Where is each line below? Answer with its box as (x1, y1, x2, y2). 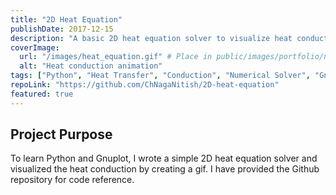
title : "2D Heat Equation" (10, 14, 123, 25)
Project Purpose (10, 126, 113, 143)
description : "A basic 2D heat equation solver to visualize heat (10, 33, 293, 43)
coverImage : (10, 42, 60, 53)
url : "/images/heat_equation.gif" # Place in (19, 52, 213, 62)
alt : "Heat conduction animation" (19, 61, 163, 71)
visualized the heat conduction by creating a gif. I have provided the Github (10, 163, 320, 175)
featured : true (10, 89, 74, 99)
